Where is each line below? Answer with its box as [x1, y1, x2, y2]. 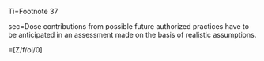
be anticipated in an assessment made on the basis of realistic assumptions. [8, 30, 257, 39]
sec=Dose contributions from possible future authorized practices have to [8, 22, 250, 30]
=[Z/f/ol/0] [8, 45, 43, 54]
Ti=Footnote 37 [8, 7, 58, 16]
